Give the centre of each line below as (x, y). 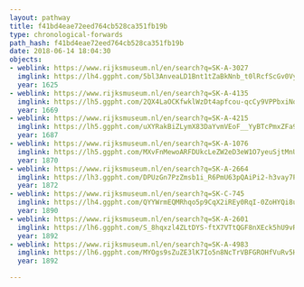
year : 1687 (38, 135)
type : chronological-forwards (66, 34)
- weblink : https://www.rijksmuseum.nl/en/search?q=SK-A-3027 (129, 69)
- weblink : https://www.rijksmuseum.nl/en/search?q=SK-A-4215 (129, 118)
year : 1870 (38, 160)
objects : (26, 60)
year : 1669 (38, 110)
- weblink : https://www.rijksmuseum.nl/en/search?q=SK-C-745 (127, 194)
